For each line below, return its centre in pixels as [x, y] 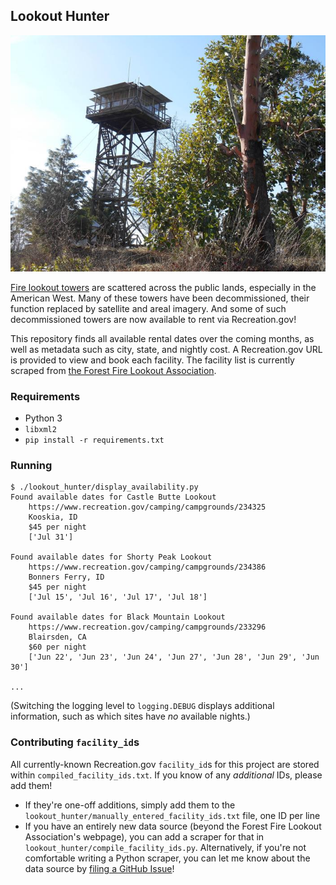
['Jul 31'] [51, 537]
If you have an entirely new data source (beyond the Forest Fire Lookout [173, 826]
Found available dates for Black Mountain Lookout [118, 617]
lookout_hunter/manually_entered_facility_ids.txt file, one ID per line [172, 815]
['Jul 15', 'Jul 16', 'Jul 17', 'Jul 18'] [118, 597]
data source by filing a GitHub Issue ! [99, 868]
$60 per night [57, 647]
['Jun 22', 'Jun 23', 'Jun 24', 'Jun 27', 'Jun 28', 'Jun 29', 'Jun [174, 657]
